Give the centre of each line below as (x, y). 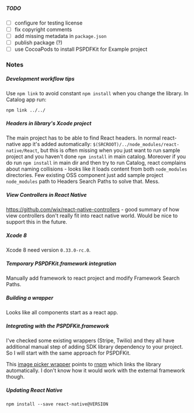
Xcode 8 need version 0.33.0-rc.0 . (49, 250)
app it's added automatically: (57, 144)
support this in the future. (37, 222)
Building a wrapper (30, 297)
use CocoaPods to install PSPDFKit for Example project (81, 49)
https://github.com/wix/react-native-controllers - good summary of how (93, 210)
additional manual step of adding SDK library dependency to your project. (95, 346)
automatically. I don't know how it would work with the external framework (96, 370)
